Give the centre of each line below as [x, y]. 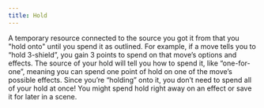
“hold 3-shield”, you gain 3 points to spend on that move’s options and [123, 54]
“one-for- [235, 63]
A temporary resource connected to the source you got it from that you [124, 38]
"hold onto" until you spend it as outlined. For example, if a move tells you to [132, 46]
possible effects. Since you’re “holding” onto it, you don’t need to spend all [130, 80]
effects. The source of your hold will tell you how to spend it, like [113, 63]
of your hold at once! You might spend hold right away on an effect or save [130, 88]
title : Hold [28, 15]
